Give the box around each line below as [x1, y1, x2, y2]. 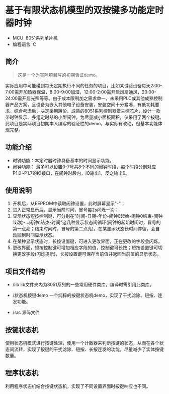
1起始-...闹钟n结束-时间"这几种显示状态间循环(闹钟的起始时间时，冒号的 [12, 219, 161, 225]
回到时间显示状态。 [17, 232, 57, 238]
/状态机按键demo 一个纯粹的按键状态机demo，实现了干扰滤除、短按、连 [12, 292, 162, 299]
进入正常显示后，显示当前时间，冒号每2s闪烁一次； [12, 207, 119, 213]
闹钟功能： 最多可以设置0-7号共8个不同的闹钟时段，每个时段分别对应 [12, 164, 156, 170]
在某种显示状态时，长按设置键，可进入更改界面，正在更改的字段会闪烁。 [12, 238, 162, 244]
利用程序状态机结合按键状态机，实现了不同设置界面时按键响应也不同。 [5, 383, 151, 389]
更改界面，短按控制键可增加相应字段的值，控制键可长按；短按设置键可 [12, 244, 158, 251]
